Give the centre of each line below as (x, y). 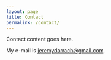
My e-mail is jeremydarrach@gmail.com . (56, 51)
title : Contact (25, 17)
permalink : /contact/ (33, 22)
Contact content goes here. (40, 39)
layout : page (22, 11)
